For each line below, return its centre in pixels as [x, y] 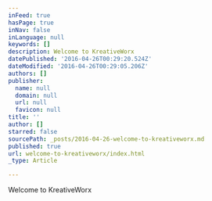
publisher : [26, 81]
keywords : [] [29, 45]
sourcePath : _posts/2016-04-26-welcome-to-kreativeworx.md [106, 139]
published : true [34, 146]
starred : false [33, 131]
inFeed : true [29, 15]
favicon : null [38, 110]
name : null [33, 88]
